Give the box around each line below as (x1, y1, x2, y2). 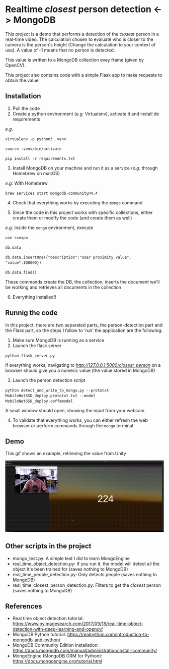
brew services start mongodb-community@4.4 (5, 191, 98, 196)
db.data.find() (5, 270, 37, 275)
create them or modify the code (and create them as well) (12, 214, 132, 220)
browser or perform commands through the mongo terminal (12, 422, 133, 428)
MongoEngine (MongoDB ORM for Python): (12, 653, 103, 659)
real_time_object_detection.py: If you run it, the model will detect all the (12, 561, 160, 567)
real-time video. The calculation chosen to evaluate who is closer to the (5, 36, 153, 42)
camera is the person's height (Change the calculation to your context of (5, 41, 156, 47)
